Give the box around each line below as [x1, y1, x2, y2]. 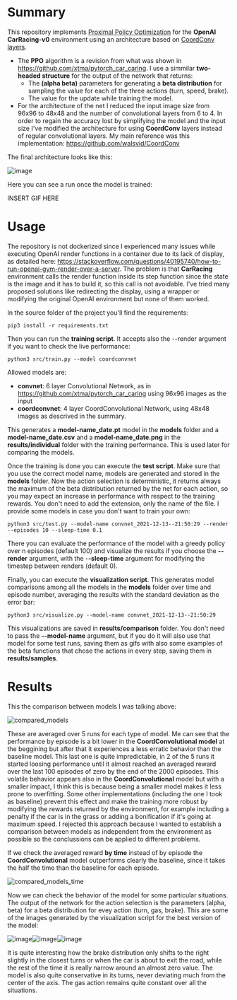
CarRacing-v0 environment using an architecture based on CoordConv [7, 35, 215, 43]
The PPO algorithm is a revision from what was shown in [17, 56, 182, 64]
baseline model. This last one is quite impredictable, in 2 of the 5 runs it [7, 752, 215, 760]
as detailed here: [7, 257, 56, 265]
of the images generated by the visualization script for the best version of [7, 913, 221, 921]
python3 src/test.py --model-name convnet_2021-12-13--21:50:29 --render [7, 521, 229, 528]
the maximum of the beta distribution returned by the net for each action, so [7, 484, 229, 492]
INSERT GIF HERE [7, 194, 59, 202]
